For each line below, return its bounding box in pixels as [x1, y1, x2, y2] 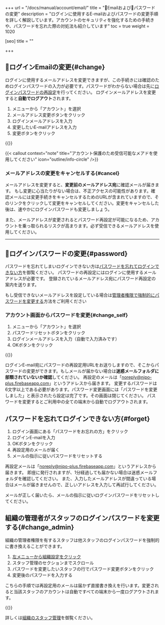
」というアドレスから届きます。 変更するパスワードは [48, 380, 157, 386]
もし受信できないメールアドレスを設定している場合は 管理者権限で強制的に [5, 292, 155, 298]
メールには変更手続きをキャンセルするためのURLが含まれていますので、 [9, 194, 155, 200]
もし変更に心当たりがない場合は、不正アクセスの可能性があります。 [14, 188, 151, 194]
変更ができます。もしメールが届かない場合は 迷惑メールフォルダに [26, 368, 159, 374]
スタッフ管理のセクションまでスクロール [12, 560, 94, 566]
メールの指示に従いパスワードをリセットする [12, 453, 103, 459]
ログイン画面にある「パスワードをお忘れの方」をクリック [12, 428, 128, 434]
